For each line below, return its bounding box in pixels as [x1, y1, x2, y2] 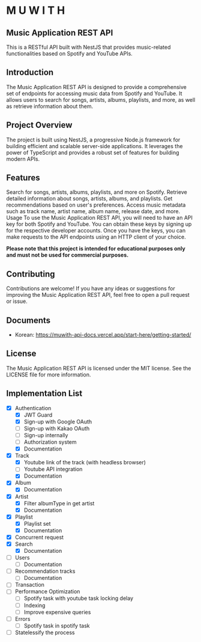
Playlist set [23, 520, 51, 527]
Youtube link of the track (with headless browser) [23, 459, 146, 466]
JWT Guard [23, 411, 53, 419]
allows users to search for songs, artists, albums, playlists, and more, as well [6, 96, 196, 103]
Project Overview [6, 120, 73, 130]
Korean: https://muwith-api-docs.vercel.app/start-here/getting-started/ [14, 331, 191, 338]
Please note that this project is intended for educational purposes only [6, 245, 186, 252]
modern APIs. [6, 155, 40, 163]
